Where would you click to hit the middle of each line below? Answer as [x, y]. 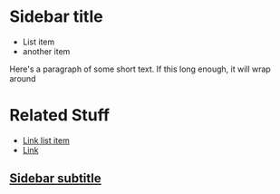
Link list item [46, 140]
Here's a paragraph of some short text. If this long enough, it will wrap [140, 69]
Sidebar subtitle [55, 179]
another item [46, 51]
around [23, 78]
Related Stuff [60, 116]
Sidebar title [56, 17]
